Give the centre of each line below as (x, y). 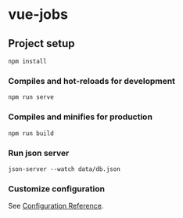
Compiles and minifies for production (80, 117)
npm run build (31, 133)
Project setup (42, 44)
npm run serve (31, 97)
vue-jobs (38, 15)
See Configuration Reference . (56, 206)
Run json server (39, 153)
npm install (27, 61)
